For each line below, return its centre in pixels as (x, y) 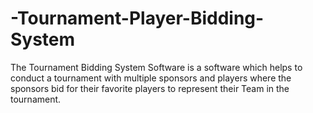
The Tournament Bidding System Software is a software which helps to (156, 67)
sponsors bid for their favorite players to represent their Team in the (150, 88)
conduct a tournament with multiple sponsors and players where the (151, 78)
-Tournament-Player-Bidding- (137, 18)
